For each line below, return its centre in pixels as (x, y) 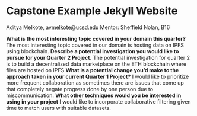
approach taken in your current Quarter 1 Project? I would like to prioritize (98, 76)
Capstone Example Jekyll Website (92, 11)
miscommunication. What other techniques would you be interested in (94, 95)
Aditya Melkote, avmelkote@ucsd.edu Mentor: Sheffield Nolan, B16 (88, 27)
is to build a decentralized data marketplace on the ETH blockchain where (96, 64)
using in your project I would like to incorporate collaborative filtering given (99, 101)
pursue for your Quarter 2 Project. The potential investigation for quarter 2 (98, 57)
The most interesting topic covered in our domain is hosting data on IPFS (95, 45)
